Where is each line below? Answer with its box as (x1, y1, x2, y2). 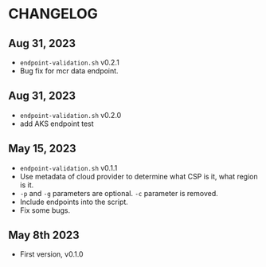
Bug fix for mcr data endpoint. (19, 66, 119, 76)
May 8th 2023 (8, 229, 80, 242)
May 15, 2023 (8, 142, 77, 155)
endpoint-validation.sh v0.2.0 (19, 110, 122, 120)
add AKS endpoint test (19, 119, 94, 128)
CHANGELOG (8, 5, 98, 23)
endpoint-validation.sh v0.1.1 (19, 163, 118, 172)
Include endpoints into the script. (19, 197, 129, 206)
